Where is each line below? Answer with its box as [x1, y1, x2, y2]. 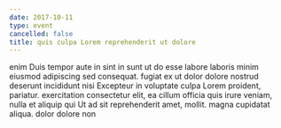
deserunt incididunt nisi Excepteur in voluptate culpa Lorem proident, [9, 80, 261, 91]
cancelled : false [9, 29, 74, 38]
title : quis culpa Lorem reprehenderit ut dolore [9, 37, 197, 47]
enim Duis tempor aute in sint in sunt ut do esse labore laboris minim [9, 62, 260, 72]
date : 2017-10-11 [9, 12, 74, 22]
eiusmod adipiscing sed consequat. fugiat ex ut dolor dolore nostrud [9, 72, 259, 82]
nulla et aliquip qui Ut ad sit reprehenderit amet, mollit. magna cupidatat [9, 99, 270, 110]
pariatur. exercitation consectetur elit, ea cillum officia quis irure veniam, [9, 90, 273, 101]
